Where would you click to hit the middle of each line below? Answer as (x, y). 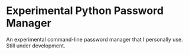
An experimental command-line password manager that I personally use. (94, 39)
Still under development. (36, 46)
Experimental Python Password (85, 11)
